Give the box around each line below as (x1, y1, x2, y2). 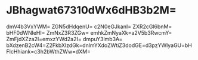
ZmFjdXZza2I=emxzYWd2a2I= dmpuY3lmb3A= (6, 35, 123, 42)
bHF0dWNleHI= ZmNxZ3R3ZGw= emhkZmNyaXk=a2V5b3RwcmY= (6, 29, 172, 36)
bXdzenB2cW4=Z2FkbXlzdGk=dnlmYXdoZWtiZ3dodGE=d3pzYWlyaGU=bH (6, 42, 192, 49)
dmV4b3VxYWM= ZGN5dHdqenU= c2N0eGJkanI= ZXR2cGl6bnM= (6, 23, 172, 30)
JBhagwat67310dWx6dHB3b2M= (6, 4, 177, 17)
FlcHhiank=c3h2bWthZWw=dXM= (6, 48, 91, 55)
